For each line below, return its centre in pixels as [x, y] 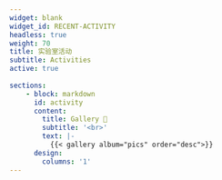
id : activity [58, 102]
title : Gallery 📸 [75, 119]
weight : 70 [30, 43]
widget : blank [36, 18]
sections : [28, 85]
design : [48, 153]
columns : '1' [67, 161]
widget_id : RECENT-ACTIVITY [63, 26]
